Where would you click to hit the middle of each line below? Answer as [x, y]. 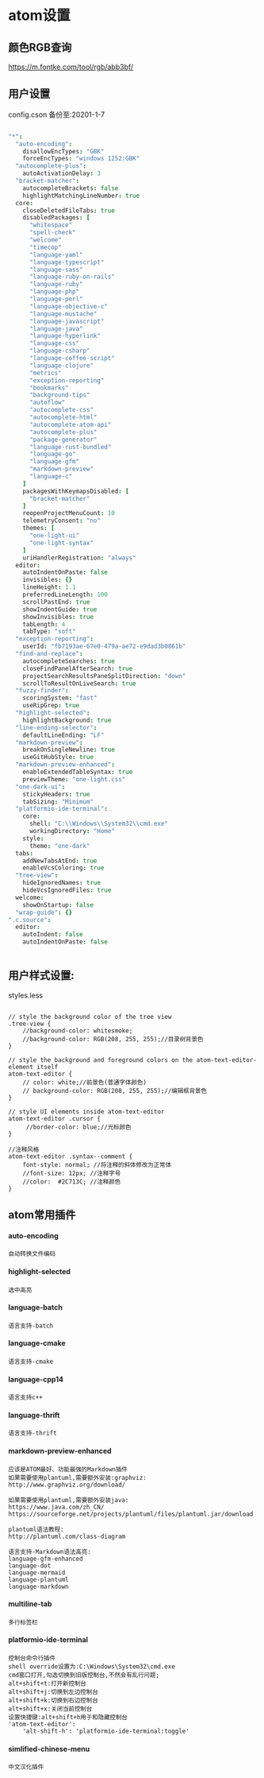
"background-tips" [59, 395]
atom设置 [39, 15]
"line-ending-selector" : [56, 727]
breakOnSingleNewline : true [69, 750]
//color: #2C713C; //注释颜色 [72, 1181]
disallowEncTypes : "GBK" [63, 151]
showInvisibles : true [58, 617]
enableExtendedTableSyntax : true [78, 772]
